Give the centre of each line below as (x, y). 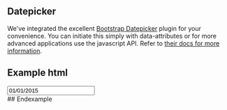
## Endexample (30, 99)
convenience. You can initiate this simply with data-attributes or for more (112, 36)
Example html (38, 73)
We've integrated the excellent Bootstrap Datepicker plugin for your (104, 28)
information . (25, 50)
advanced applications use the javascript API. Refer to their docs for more (113, 43)
